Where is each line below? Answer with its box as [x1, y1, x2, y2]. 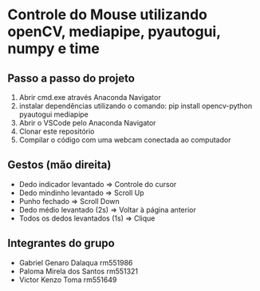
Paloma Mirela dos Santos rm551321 [18, 266, 139, 276]
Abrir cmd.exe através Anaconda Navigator [18, 93, 161, 102]
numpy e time [7, 40, 100, 58]
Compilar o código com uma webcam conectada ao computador [18, 135, 231, 145]
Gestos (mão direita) [7, 158, 112, 172]
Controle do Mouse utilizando [7, 6, 208, 24]
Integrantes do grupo [7, 237, 115, 250]
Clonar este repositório [18, 126, 95, 136]
